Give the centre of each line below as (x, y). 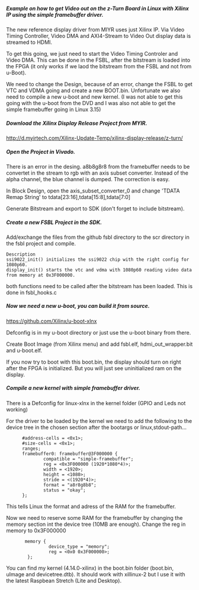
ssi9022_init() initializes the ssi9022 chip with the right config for (98, 259)
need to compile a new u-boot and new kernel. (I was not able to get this (94, 97)
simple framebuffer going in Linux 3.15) (54, 109)
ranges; (31, 449)
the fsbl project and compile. (41, 243)
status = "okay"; (65, 490)
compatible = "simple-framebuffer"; (89, 459)
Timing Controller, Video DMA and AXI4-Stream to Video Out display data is (99, 36)
